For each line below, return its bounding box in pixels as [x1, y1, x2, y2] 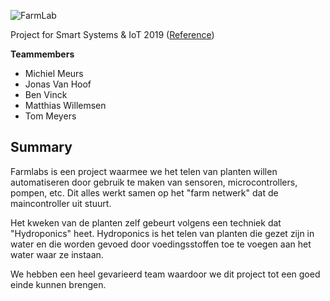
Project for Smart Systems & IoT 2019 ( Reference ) [10, 29, 215, 40]
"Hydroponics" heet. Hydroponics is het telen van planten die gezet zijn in [10, 227, 315, 239]
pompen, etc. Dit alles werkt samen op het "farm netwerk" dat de [10, 186, 279, 199]
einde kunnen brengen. [10, 278, 107, 290]
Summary [10, 139, 73, 156]
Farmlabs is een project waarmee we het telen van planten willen [10, 165, 278, 177]
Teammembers [10, 48, 75, 60]
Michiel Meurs [24, 68, 84, 79]
